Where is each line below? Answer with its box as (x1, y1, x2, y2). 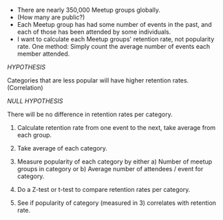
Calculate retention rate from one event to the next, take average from (17, 124, 216, 131)
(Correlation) (7, 84, 43, 91)
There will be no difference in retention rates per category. (7, 110, 173, 118)
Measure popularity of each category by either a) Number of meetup (17, 157, 213, 166)
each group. (17, 131, 52, 139)
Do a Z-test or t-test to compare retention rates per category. (17, 186, 191, 193)
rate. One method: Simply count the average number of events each (17, 43, 211, 50)
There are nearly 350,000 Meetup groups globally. (17, 6, 160, 14)
